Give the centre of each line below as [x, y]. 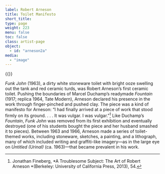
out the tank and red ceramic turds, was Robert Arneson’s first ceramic [77, 88]
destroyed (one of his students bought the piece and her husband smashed [82, 126]
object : [13, 46]
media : [12, 55]
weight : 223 [17, 28]
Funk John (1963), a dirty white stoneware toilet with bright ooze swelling [79, 84]
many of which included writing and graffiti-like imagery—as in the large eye [82, 142]
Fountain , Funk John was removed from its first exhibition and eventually [79, 120]
